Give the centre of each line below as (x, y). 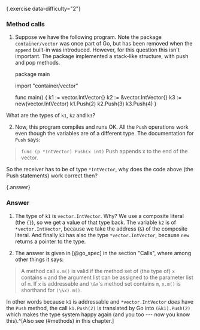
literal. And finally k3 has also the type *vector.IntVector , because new (102, 235)
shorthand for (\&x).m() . (51, 290)
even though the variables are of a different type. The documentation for (104, 134)
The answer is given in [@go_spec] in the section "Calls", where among (103, 253)
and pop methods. (37, 63)
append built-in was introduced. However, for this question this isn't (97, 50)
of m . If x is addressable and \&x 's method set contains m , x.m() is (101, 283)
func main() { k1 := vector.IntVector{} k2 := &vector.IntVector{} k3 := (98, 98)
